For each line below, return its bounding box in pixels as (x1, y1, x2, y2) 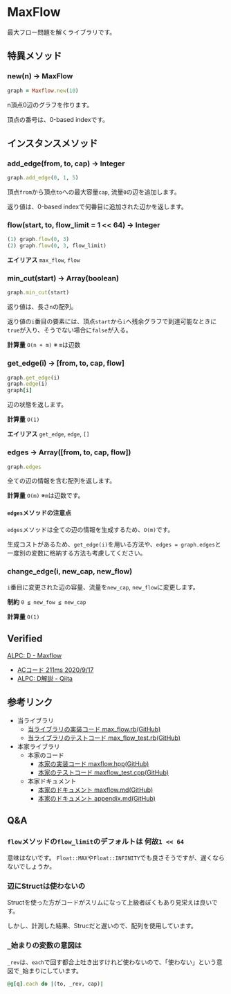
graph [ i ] (7, 387, 33, 394)
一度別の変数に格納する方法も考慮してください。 (7, 549, 147, 557)
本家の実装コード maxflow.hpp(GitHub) (37, 759, 149, 767)
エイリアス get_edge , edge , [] (7, 430, 90, 438)
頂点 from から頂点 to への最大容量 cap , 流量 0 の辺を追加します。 (7, 188, 181, 196)
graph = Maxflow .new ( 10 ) (7, 87, 79, 94)
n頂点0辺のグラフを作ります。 (7, 100, 93, 109)
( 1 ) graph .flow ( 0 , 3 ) (7, 236, 70, 243)
